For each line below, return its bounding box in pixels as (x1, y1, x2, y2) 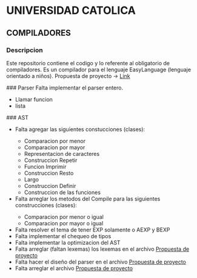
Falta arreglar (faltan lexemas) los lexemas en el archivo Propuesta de (15, 245, 190, 253)
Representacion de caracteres (24, 150, 100, 157)
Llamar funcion (15, 95, 53, 103)
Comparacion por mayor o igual (24, 219, 104, 227)
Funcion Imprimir (24, 163, 67, 170)
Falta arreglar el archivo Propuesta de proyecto (15, 264, 133, 272)
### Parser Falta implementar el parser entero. (6, 84, 123, 91)
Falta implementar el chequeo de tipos (15, 232, 112, 239)
